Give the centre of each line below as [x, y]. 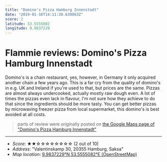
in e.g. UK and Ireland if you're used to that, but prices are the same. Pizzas [83, 88]
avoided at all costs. [26, 115]
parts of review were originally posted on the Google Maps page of [86, 124]
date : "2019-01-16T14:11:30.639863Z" [44, 14]
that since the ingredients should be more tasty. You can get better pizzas [81, 104]
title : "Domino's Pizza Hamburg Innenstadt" [52, 10]
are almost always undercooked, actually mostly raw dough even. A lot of [80, 93]
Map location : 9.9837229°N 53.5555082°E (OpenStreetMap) [75, 155]
